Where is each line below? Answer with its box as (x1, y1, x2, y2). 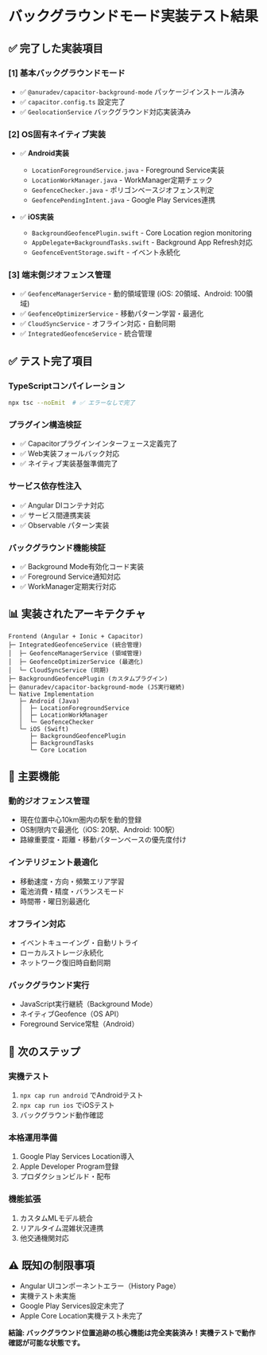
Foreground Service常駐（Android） (19, 1019, 139, 1029)
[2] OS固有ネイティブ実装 (8, 128, 106, 139)
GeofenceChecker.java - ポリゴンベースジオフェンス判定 (31, 185, 215, 195)
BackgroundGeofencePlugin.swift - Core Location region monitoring (31, 228, 252, 238)
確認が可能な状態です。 (8, 1338, 85, 1348)
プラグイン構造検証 (8, 419, 82, 430)
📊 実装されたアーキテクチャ (8, 607, 146, 621)
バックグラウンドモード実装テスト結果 (8, 7, 258, 26)
